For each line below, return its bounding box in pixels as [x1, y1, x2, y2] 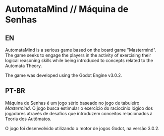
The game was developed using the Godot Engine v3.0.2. [5, 72, 122, 78]
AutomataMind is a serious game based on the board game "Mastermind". [5, 47, 157, 53]
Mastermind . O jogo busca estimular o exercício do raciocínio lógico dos [5, 105, 153, 111]
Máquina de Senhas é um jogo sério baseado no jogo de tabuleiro [5, 100, 140, 106]
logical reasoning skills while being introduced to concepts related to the [5, 58, 154, 63]
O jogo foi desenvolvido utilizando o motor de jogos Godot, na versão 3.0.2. [5, 125, 160, 131]
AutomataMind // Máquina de [5, 3, 129, 15]
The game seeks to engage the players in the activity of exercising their [5, 52, 152, 58]
